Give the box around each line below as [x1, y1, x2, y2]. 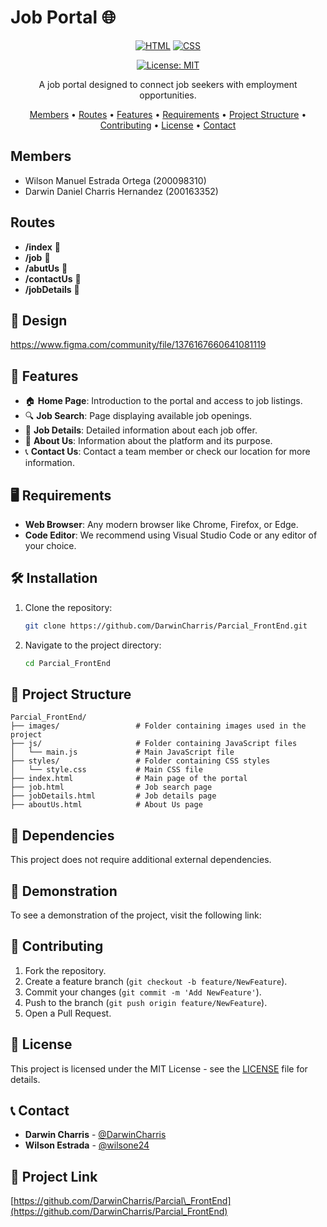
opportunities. [139, 89, 197, 101]
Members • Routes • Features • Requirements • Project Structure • [29, 108, 307, 120]
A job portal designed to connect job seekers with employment [38, 78, 298, 90]
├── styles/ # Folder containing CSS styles [10, 756, 271, 766]
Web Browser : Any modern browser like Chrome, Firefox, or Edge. [24, 519, 299, 530]
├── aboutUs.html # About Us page [10, 800, 203, 810]
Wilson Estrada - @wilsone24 [24, 1139, 150, 1151]
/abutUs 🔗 [24, 262, 68, 274]
